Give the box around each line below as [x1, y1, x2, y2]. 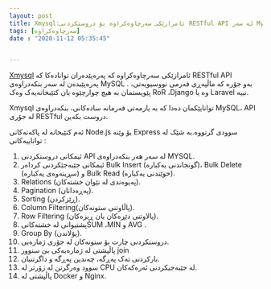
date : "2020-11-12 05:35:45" [9, 34, 111, 43]
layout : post [9, 11, 53, 20]
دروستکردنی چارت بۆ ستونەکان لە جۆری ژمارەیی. [20, 237, 170, 246]
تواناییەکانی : [9, 136, 47, 146]
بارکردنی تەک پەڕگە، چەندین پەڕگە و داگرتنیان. [20, 254, 160, 264]
